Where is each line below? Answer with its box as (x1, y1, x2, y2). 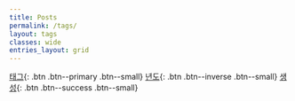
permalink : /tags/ (9, 21, 77, 30)
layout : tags (9, 29, 58, 38)
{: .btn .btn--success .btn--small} (16, 82, 139, 93)
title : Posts (9, 12, 58, 22)
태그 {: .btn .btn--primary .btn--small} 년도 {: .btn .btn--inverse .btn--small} (9, 72, 278, 82)
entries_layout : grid (9, 46, 90, 55)
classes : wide (9, 37, 62, 47)
